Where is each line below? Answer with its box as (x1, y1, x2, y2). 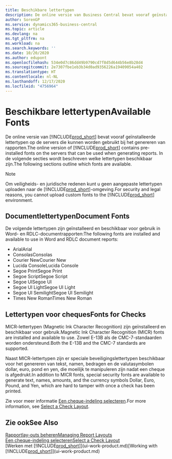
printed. (5, 388, 22, 394)
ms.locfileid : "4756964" (5, 84, 58, 89)
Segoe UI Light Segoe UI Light (12, 284, 75, 290)
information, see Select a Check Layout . (5, 403, 90, 410)
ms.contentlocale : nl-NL (5, 74, 58, 79)
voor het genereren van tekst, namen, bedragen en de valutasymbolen (5, 361, 154, 367)
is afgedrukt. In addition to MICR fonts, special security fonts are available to (5, 372, 165, 378)
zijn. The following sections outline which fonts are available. (5, 161, 132, 167)
